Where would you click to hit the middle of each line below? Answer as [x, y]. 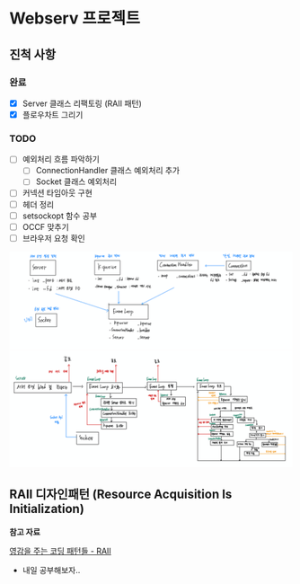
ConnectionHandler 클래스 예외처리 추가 [108, 171]
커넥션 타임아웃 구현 [57, 193]
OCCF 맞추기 [45, 226]
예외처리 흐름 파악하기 [61, 159]
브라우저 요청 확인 [53, 238]
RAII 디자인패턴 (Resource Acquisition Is [121, 495]
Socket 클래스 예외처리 [76, 181]
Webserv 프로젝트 [75, 18]
